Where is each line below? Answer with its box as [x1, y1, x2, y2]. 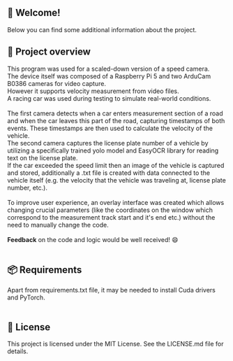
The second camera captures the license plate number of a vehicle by [7, 139, 209, 147]
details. [7, 347, 29, 355]
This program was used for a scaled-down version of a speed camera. [7, 64, 210, 73]
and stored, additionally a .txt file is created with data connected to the [7, 169, 211, 177]
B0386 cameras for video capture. [7, 79, 107, 87]
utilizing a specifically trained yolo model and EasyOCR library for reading [7, 146, 219, 155]
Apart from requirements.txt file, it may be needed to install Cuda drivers [7, 286, 216, 295]
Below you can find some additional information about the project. [7, 25, 197, 34]
